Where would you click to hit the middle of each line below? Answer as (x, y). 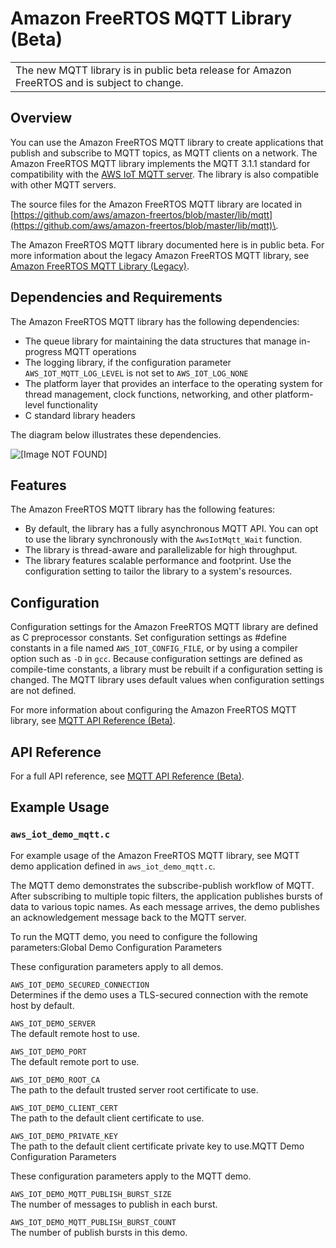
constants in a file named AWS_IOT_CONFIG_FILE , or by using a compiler (154, 648)
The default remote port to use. (75, 1061)
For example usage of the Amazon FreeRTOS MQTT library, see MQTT (155, 855)
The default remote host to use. (75, 1033)
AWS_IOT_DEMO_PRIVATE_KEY (64, 1136)
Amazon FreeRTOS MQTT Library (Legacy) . (100, 266)
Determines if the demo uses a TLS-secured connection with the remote (159, 994)
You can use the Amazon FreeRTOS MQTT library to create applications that (167, 142)
